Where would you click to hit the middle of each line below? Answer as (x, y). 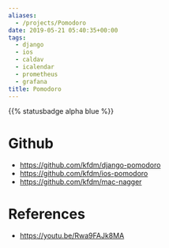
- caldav (30, 60)
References (47, 214)
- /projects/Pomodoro (51, 23)
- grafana (31, 81)
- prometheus (37, 74)
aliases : (23, 15)
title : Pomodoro (35, 89)
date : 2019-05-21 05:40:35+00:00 (63, 30)
